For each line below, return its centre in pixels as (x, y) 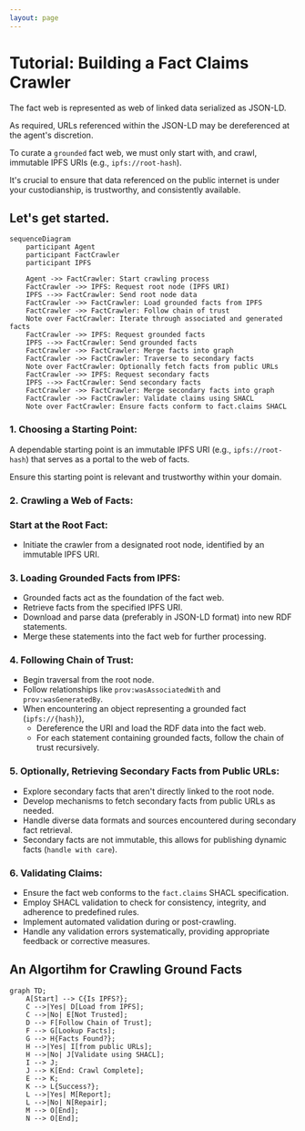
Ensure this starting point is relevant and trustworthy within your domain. (146, 477)
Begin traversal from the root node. (88, 680)
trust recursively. (68, 747)
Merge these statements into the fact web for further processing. (144, 637)
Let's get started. (60, 218)
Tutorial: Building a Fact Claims (129, 62)
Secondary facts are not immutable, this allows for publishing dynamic (154, 839)
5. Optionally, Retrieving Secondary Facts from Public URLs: (145, 771)
